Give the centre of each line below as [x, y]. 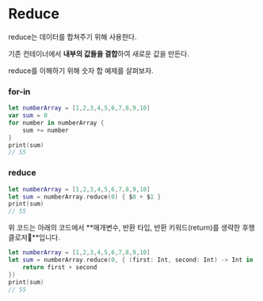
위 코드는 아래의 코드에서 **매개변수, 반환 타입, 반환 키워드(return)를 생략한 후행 [131, 228]
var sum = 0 [28, 116]
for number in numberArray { [56, 123]
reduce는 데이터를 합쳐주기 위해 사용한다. [72, 37]
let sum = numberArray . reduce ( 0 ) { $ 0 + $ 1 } [85, 197]
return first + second [60, 267]
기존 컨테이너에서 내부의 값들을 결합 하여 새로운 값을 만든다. [99, 53]
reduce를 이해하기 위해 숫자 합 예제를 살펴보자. [81, 70]
